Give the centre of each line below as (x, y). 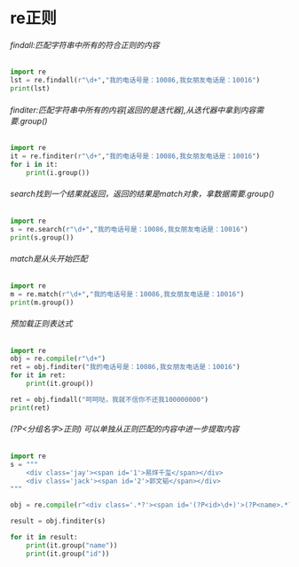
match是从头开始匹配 (49, 259)
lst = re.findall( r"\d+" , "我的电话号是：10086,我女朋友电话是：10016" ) (135, 81)
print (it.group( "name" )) (72, 545)
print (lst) (30, 89)
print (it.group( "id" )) (68, 554)
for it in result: (44, 538)
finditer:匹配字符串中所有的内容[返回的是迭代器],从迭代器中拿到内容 (133, 110)
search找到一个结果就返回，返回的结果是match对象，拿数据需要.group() (142, 194)
